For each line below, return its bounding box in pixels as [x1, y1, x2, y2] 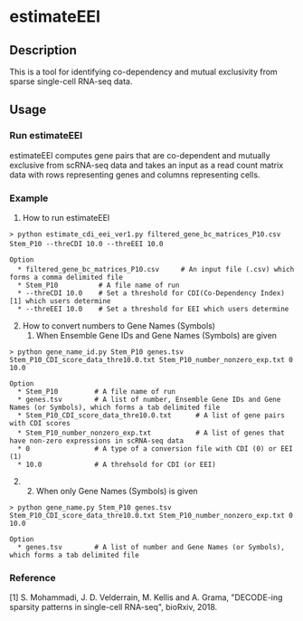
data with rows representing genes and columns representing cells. [9, 169, 260, 180]
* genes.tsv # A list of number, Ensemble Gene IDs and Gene [17, 395, 281, 404]
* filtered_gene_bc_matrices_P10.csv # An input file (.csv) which [17, 264, 295, 273]
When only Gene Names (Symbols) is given [35, 485, 198, 496]
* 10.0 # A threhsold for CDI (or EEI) [17, 460, 217, 469]
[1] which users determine [9, 296, 111, 305]
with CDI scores [9, 418, 71, 427]
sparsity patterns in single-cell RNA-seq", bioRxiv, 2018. [9, 602, 218, 613]
